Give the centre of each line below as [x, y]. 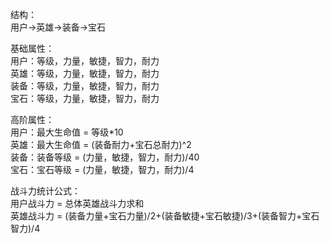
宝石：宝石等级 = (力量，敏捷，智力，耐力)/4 [102, 169]
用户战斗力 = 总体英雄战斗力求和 [77, 203]
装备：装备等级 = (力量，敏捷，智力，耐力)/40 [105, 157]
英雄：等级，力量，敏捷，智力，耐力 [85, 73]
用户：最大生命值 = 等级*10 [67, 132]
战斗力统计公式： [45, 191]
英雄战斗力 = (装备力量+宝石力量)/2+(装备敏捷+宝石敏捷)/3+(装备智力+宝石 [165, 216]
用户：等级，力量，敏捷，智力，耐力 [85, 61]
